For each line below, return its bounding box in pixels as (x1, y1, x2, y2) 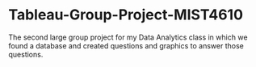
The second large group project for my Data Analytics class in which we (8, 32, 248, 42)
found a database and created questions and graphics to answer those (8, 40, 244, 50)
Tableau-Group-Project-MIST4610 (8, 6, 244, 24)
